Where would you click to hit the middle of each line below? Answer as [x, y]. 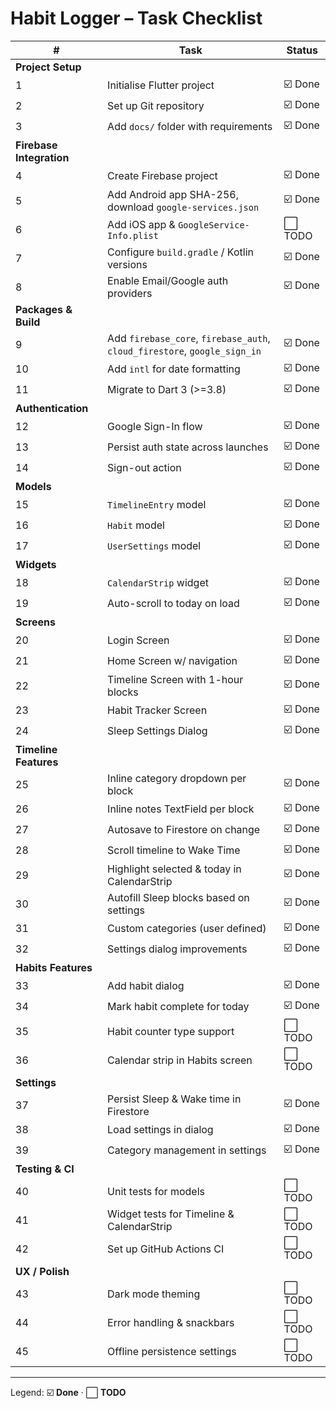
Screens [35, 622]
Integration [42, 157]
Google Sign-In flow [155, 427]
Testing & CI [45, 1169]
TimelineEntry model [157, 505]
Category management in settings [187, 1150]
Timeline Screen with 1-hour [175, 679]
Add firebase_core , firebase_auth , [189, 338]
